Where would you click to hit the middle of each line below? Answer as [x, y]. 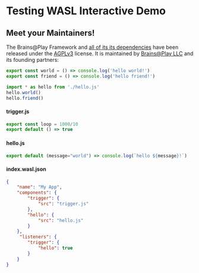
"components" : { [37, 193]
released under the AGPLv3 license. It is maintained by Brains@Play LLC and [100, 54]
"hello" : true [55, 248]
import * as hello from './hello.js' [53, 87]
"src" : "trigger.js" [63, 204]
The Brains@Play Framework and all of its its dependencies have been [92, 47]
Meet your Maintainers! [50, 33]
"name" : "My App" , [40, 187]
